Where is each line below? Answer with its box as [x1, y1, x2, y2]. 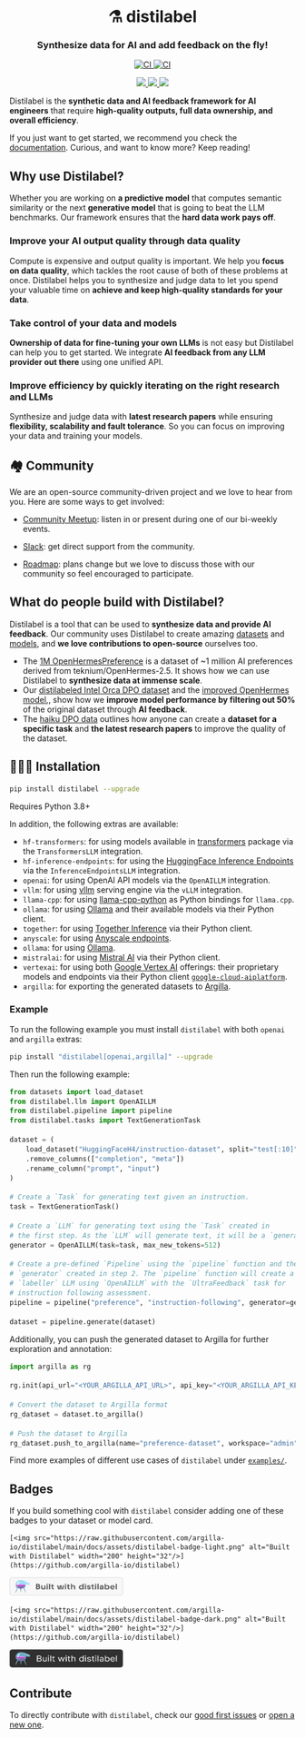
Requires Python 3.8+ [9, 801, 91, 812]
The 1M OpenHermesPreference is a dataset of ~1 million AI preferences [22, 656, 293, 667]
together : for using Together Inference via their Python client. [22, 923, 253, 933]
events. [22, 524, 51, 534]
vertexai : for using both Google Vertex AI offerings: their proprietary [22, 961, 280, 973]
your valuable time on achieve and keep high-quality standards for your [9, 284, 283, 295]
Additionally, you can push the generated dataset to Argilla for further [9, 1333, 270, 1345]
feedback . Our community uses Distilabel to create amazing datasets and [9, 628, 285, 639]
